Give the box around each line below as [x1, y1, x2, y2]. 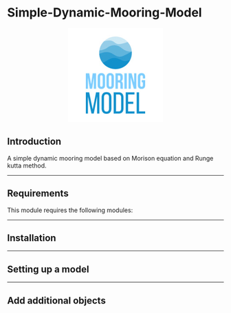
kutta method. [7, 161, 47, 170]
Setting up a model [7, 263, 89, 275]
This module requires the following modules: [7, 206, 133, 214]
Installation [7, 232, 56, 244]
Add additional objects [7, 294, 107, 306]
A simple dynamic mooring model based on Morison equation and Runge [7, 154, 214, 162]
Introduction [7, 136, 62, 148]
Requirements [7, 187, 69, 200]
